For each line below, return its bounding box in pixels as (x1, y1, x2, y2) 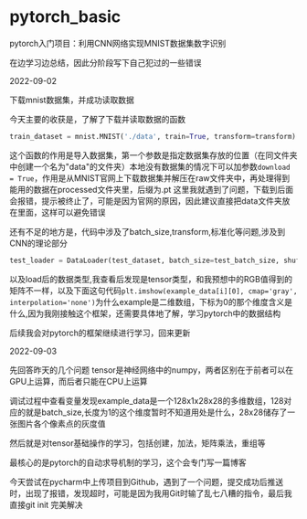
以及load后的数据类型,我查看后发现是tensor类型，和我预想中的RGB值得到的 (9, 273, 292, 284)
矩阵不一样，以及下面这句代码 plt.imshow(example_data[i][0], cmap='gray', (9, 285, 298, 296)
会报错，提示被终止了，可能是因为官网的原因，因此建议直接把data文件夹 (9, 195, 282, 207)
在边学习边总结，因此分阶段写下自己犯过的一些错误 (9, 57, 202, 68)
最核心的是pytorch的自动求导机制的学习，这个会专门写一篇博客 (9, 457, 247, 468)
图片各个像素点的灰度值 (16, 418, 106, 429)
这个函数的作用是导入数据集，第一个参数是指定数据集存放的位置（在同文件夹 (9, 149, 298, 161)
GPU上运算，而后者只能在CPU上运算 (9, 376, 148, 387)
